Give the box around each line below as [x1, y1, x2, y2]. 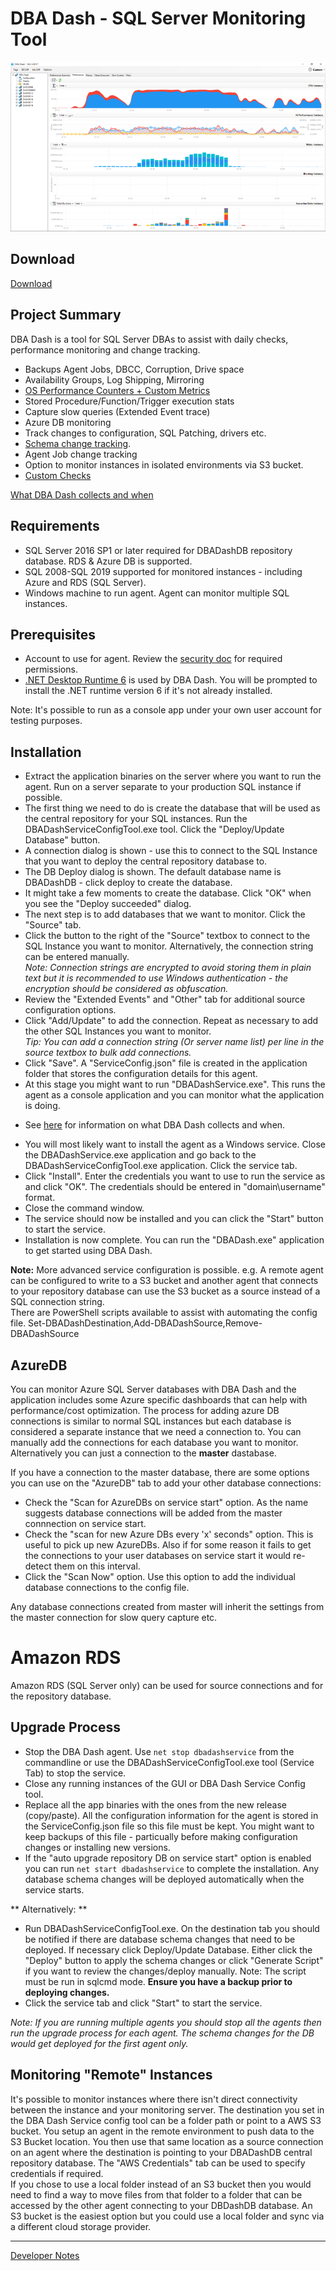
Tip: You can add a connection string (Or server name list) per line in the [24, 1036, 325, 1048]
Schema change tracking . [24, 437, 132, 449]
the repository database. [10, 1690, 112, 1702]
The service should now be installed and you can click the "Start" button [24, 1213, 324, 1225]
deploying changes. [24, 1986, 110, 1998]
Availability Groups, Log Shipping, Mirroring [24, 373, 205, 386]
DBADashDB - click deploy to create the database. [24, 877, 233, 889]
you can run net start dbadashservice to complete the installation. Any [24, 1862, 320, 1874]
